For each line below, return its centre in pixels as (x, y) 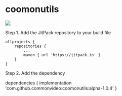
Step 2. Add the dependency (35, 73)
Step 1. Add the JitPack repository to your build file (58, 32)
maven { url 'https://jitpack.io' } (62, 55)
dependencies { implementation (38, 83)
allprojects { (20, 42)
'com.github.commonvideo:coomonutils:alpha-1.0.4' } (61, 88)
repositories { (30, 46)
